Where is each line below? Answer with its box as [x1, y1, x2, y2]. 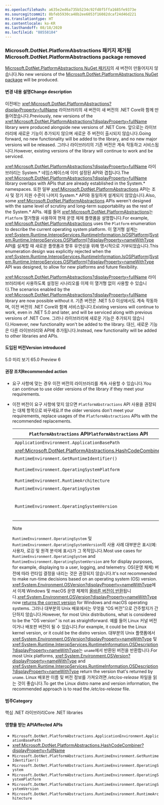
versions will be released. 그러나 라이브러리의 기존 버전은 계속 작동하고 [5, 142, 143, 148]
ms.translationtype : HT [5, 16, 54, 21]
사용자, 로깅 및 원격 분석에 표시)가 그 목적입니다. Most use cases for [12, 548, 143, 553]
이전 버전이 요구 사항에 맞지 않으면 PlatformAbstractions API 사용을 [12, 401, 143, 407]
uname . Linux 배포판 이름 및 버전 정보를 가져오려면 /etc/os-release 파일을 [12, 674, 152, 680]
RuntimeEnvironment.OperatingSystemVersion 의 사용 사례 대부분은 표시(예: [12, 541, 157, 547]
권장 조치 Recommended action [5, 369, 67, 375]
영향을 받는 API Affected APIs [5, 722, 63, 728]
